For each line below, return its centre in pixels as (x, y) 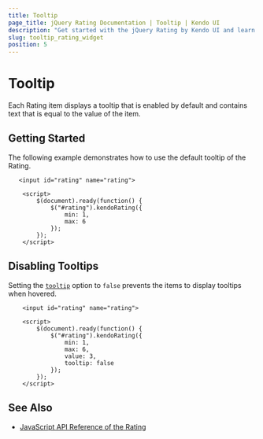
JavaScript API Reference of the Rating (83, 426)
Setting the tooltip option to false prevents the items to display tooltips (125, 285)
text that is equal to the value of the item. (74, 114)
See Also (30, 408)
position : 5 (28, 45)
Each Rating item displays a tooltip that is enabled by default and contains (128, 105)
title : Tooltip (33, 15)
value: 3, (80, 356)
